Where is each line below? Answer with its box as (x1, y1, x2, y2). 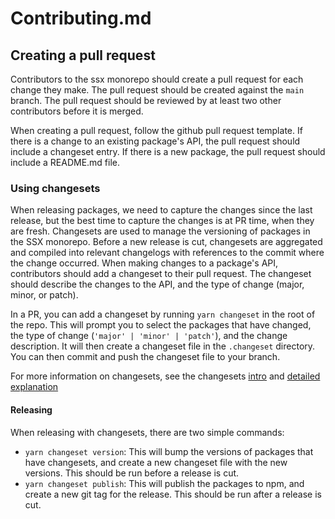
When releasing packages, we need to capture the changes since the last (10, 204, 313, 216)
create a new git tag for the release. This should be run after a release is (24, 488, 322, 500)
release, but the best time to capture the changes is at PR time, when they (10, 215, 315, 227)
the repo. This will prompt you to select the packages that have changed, (10, 319, 312, 331)
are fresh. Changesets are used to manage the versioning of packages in (10, 225, 311, 237)
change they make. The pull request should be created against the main (10, 84, 305, 96)
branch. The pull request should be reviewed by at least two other (10, 95, 282, 106)
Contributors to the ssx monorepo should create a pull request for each (10, 73, 304, 85)
